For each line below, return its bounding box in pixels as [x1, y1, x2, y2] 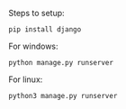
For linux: [8, 74, 43, 85]
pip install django [8, 25, 82, 34]
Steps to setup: [8, 8, 65, 18]
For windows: [8, 41, 59, 51]
